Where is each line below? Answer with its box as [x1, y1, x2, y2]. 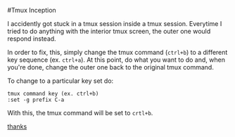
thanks [7, 122, 27, 131]
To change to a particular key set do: [7, 77, 114, 85]
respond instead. [7, 34, 56, 43]
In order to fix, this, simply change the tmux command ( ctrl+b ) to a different [7, 48, 228, 56]
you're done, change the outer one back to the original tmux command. [7, 63, 215, 71]
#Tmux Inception [7, 6, 56, 14]
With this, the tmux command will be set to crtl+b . [7, 109, 153, 117]
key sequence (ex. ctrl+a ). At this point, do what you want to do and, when [7, 56, 225, 64]
